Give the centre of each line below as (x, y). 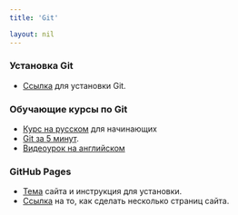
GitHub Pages (40, 171)
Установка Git (42, 66)
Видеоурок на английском (74, 148)
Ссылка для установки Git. (74, 85)
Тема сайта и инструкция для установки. (102, 191)
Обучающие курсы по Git (69, 109)
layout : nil (32, 34)
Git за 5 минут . (50, 139)
